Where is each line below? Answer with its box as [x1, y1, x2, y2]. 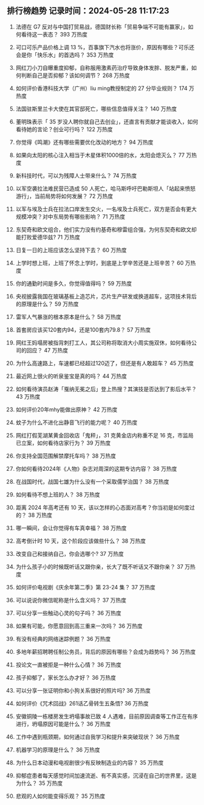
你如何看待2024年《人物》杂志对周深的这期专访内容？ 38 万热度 [15, 465, 177, 472]
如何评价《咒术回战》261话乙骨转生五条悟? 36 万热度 [15, 699, 149, 707]
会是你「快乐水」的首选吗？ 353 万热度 [15, 51, 114, 58]
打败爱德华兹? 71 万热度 [21, 233, 81, 241]
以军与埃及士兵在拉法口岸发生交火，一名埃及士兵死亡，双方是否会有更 [15, 205, 192, 213]
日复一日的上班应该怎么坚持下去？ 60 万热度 [15, 246, 127, 253]
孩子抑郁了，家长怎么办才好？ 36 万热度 [15, 674, 116, 681]
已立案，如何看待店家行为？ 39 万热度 [15, 439, 111, 447]
